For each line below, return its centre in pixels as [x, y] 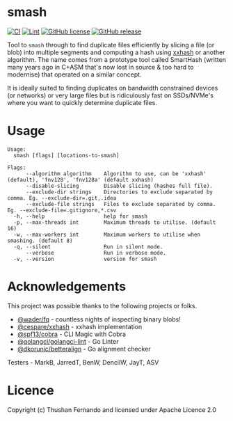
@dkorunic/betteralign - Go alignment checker [84, 349]
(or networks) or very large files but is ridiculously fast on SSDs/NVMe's [111, 95]
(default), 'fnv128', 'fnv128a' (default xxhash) [81, 180]
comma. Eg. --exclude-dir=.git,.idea [62, 198]
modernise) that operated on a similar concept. [74, 74]
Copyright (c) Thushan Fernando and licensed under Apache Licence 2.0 [112, 410]
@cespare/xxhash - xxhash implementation [80, 326]
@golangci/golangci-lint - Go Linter [68, 341]
